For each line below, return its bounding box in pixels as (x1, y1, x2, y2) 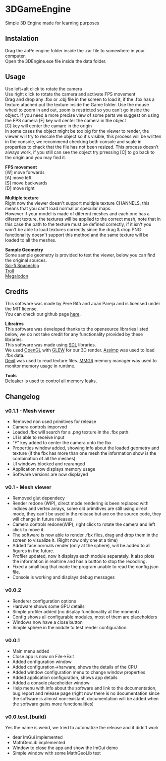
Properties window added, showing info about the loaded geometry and (12, 445, 160, 451)
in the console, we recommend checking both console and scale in (5, 138, 142, 145)
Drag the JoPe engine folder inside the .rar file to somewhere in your (5, 47, 145, 53)
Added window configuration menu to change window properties (12, 669, 146, 675)
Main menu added (12, 648, 50, 654)
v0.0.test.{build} (5, 713, 47, 720)
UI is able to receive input (12, 434, 64, 440)
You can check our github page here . (5, 311, 81, 317)
